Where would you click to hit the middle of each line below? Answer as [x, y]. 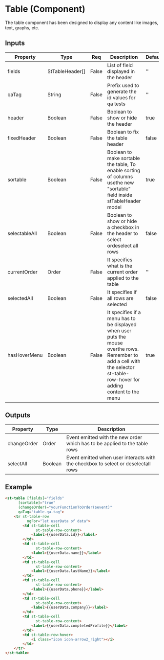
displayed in [121, 71]
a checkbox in [123, 227]
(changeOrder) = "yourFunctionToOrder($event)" [65, 507]
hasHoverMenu [25, 355]
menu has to [121, 318]
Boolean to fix [123, 132]
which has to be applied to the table [107, 443]
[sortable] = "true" [37, 503]
